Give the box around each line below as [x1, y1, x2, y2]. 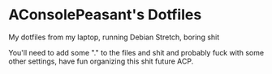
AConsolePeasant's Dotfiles [8, 6, 202, 24]
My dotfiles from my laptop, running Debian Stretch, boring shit [8, 32, 220, 42]
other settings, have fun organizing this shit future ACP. [8, 56, 194, 66]
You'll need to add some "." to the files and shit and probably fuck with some [8, 47, 265, 57]
